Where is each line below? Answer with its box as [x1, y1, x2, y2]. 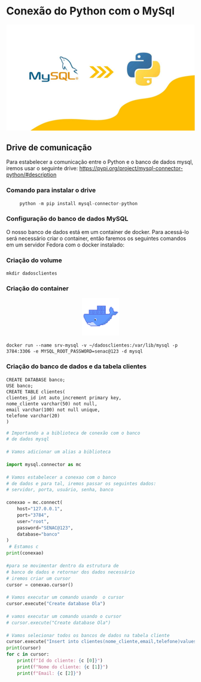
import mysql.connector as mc [6, 461, 82, 467]
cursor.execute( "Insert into [6, 639, 79, 645]
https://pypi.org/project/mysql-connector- [79, 165, 184, 172]
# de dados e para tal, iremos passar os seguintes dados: [6, 480, 157, 486]
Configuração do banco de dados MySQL [6, 215, 129, 223]
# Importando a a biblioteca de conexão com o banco [6, 430, 141, 436]
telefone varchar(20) [6, 413, 60, 419]
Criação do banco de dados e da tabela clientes [6, 362, 147, 371]
